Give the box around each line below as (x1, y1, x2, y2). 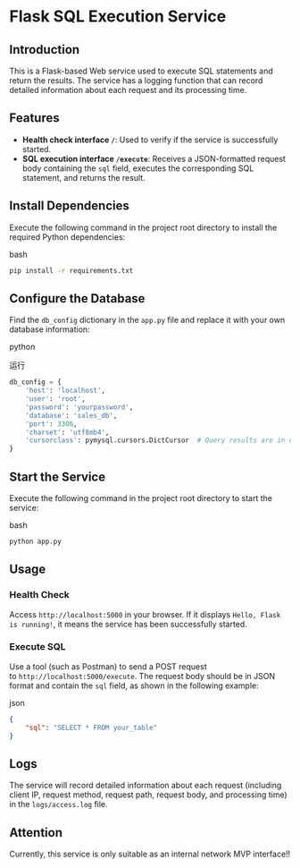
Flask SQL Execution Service (9, 6, 227, 27)
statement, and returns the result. (21, 172, 146, 183)
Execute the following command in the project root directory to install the (9, 222, 278, 233)
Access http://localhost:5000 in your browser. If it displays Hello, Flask (9, 608, 281, 619)
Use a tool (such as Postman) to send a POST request (9, 660, 207, 672)
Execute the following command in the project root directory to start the (9, 493, 272, 503)
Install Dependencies (9, 199, 129, 214)
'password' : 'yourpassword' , (25, 403, 134, 412)
